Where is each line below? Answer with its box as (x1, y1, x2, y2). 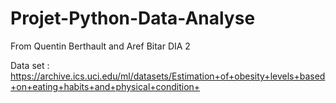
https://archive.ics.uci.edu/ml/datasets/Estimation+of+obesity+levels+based (10, 70, 326, 82)
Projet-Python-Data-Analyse (10, 7, 256, 30)
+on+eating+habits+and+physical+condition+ (10, 80, 201, 92)
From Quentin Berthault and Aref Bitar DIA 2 (10, 40, 191, 52)
